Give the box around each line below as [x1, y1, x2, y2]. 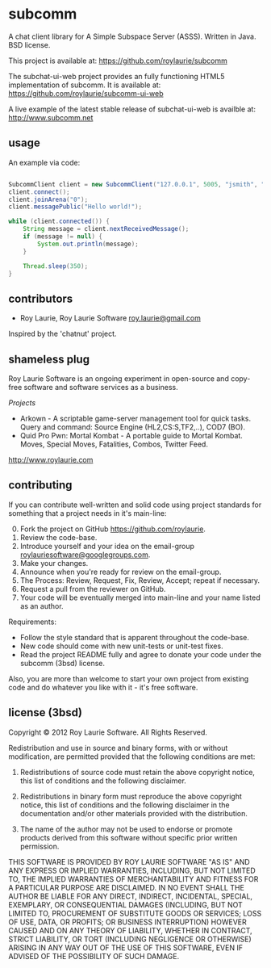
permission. [19, 841, 60, 851]
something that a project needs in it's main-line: [8, 508, 167, 518]
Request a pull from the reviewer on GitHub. [19, 584, 166, 593]
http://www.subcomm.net [8, 112, 94, 122]
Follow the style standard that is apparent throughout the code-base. [19, 632, 250, 642]
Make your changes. [19, 558, 89, 568]
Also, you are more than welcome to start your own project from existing [8, 673, 249, 683]
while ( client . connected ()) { [8, 217, 110, 226]
